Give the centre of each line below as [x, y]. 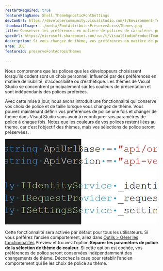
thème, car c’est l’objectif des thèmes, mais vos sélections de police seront [80, 127]
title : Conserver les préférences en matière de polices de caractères [79, 31]
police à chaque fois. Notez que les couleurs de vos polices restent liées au [81, 122]
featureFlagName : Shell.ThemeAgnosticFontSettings [57, 15]
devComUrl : [16, 20]
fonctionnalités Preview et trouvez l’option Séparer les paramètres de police [81, 242]
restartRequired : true [28, 10]
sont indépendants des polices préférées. [47, 91]
